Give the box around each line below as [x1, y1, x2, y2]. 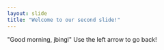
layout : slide [7, 10, 48, 17]
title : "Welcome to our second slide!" [7, 16, 121, 23]
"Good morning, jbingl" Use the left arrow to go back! [7, 35, 157, 43]
